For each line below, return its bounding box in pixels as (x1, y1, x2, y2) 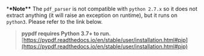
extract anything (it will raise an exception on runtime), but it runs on (6, 12, 178, 19)
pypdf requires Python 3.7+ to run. (21, 30, 111, 37)
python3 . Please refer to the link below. (6, 18, 103, 25)
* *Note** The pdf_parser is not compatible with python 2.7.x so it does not (6, 5, 198, 12)
